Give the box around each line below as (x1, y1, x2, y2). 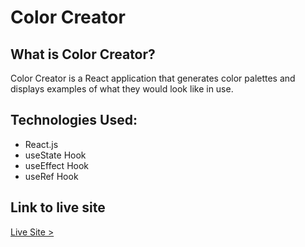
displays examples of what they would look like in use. (10, 83, 234, 95)
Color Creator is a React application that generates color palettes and (10, 72, 296, 84)
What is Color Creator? (10, 46, 156, 63)
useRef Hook (24, 170, 79, 182)
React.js (24, 138, 59, 150)
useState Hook (24, 149, 87, 161)
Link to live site (10, 199, 106, 216)
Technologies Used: (10, 112, 138, 129)
